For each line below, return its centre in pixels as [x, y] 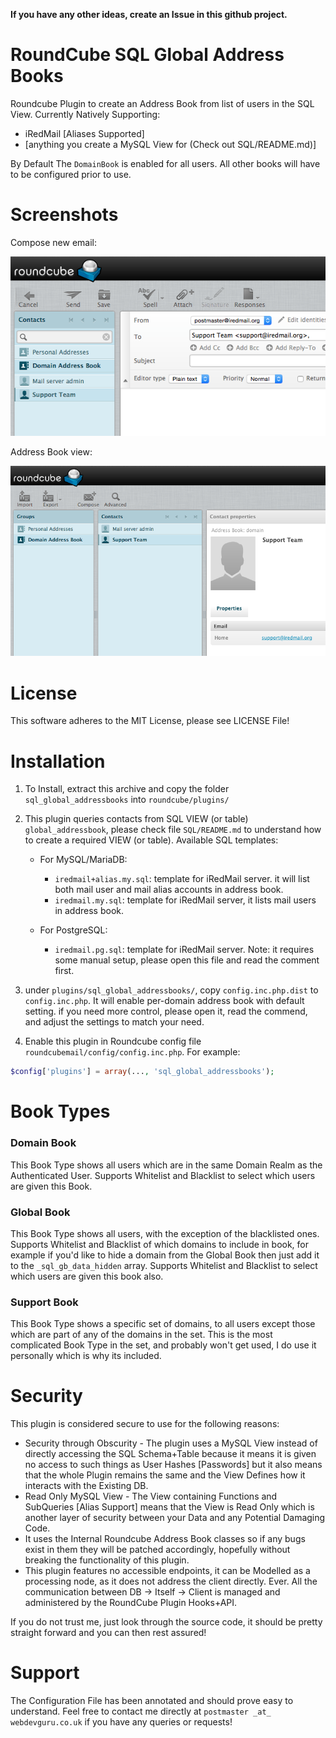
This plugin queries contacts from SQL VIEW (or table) [136, 819]
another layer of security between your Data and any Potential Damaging [175, 1518]
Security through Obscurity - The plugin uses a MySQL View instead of [171, 1443]
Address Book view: [51, 452]
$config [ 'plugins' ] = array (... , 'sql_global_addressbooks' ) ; [142, 1072]
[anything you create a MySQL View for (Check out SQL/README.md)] [170, 144]
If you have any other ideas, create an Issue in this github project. [149, 14]
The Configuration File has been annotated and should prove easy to [152, 1701]
